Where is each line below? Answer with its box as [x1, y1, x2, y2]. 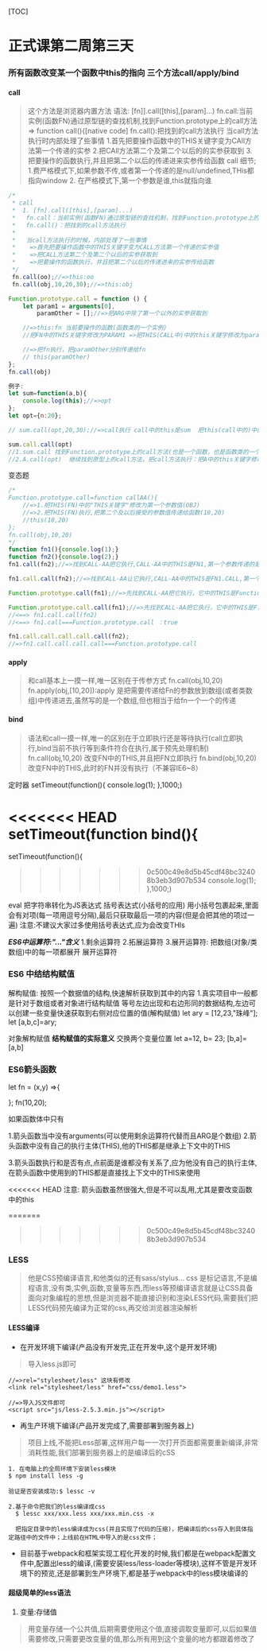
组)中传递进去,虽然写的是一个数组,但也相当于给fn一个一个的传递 [27, 696, 237, 705]
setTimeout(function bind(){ [8, 825, 199, 843]
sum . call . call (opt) [8, 441, 73, 449]
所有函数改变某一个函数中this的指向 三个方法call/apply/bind [8, 68, 240, 79]
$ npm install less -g [8, 1471, 83, 1480]
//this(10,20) [22, 516, 69, 524]
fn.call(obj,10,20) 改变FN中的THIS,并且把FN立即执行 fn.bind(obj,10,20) [27, 753, 257, 763]
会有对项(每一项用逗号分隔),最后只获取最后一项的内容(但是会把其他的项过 [8, 910, 248, 919]
